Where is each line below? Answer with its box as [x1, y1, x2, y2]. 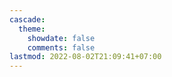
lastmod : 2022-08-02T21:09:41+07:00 [9, 52, 162, 62]
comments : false [27, 42, 96, 53]
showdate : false [27, 33, 96, 43]
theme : [18, 24, 46, 34]
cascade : [9, 14, 46, 25]
